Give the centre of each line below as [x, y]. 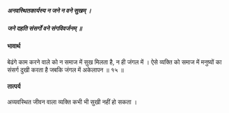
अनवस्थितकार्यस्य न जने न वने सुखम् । [49, 10]
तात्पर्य [14, 86]
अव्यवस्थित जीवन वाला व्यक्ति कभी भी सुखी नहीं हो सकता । [72, 102]
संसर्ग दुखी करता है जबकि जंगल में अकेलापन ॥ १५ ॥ [65, 69]
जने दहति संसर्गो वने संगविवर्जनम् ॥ [45, 28]
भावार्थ [14, 46]
